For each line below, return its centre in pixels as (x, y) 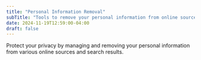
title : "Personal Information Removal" (56, 12)
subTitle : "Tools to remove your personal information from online (92, 17)
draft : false (22, 28)
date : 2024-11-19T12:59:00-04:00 (48, 23)
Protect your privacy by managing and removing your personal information (98, 46)
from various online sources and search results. (65, 52)
